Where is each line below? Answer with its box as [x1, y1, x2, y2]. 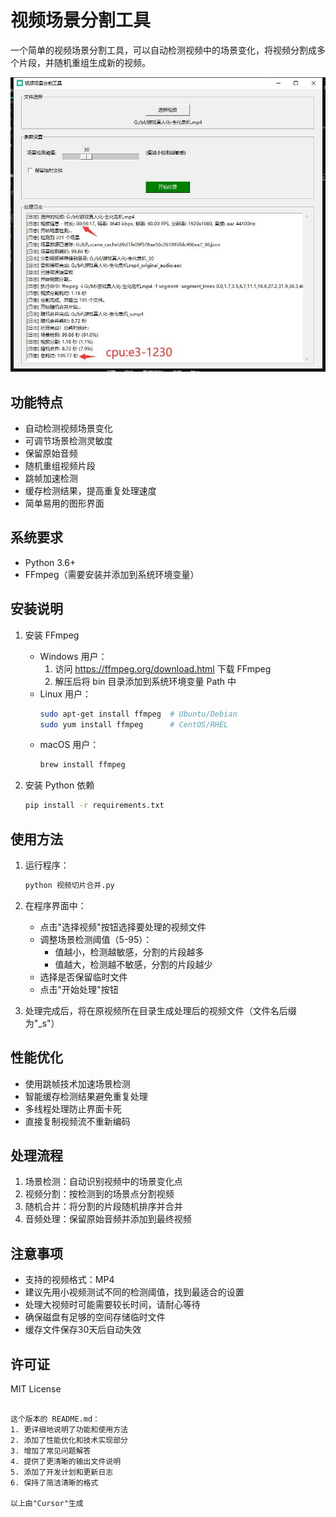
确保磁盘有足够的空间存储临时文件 [24, 1311, 166, 1323]
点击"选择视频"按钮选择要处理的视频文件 [39, 921, 207, 933]
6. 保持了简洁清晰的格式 [10, 1478, 99, 1488]
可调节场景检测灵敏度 [24, 435, 113, 446]
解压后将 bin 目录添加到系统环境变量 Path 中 [54, 675, 237, 687]
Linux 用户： [39, 687, 92, 700]
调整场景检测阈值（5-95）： [39, 933, 153, 945]
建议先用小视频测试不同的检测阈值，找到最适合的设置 [24, 1286, 245, 1298]
